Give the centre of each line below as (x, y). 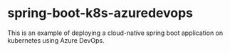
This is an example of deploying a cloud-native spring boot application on (115, 33)
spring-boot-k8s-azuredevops (100, 13)
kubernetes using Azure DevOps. (56, 40)
